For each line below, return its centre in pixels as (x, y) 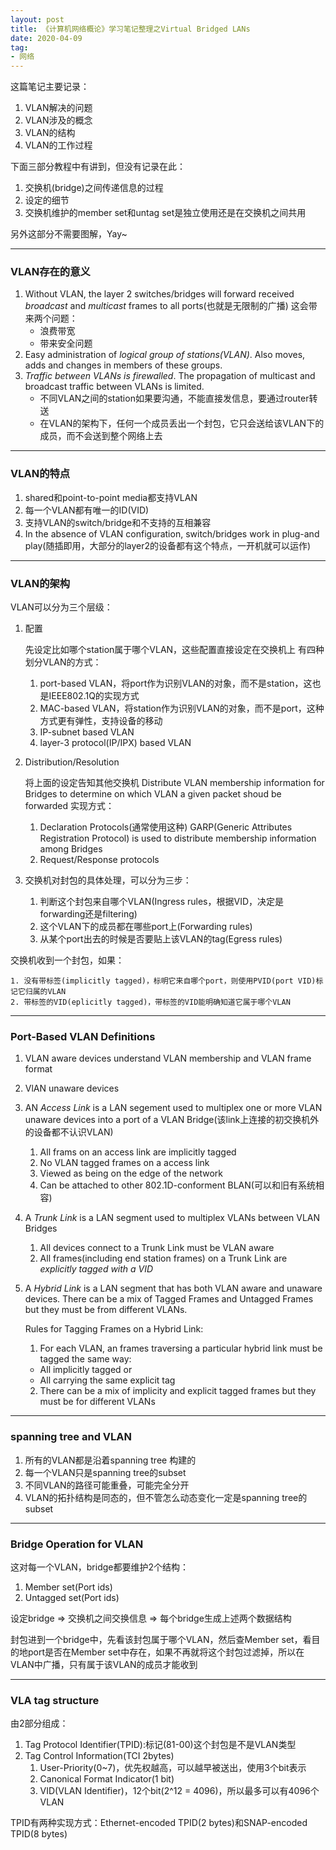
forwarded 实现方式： (69, 806)
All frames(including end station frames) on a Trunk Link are (163, 1258)
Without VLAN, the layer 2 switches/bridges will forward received (159, 294)
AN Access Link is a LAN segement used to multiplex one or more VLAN (173, 1108)
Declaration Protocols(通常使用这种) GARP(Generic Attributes (166, 827)
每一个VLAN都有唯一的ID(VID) (87, 510)
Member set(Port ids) (68, 1587)
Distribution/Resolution (72, 762)
